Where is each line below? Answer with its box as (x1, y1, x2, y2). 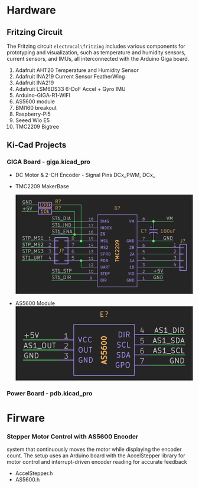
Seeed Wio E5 (15, 117, 50, 124)
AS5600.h (15, 476, 40, 483)
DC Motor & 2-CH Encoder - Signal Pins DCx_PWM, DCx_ (15, 171, 155, 178)
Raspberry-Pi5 (15, 110, 51, 117)
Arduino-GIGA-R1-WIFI (15, 92, 70, 99)
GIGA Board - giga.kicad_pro (6, 158, 91, 166)
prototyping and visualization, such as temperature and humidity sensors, (6, 49, 186, 56)
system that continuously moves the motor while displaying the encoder (6, 446, 182, 453)
